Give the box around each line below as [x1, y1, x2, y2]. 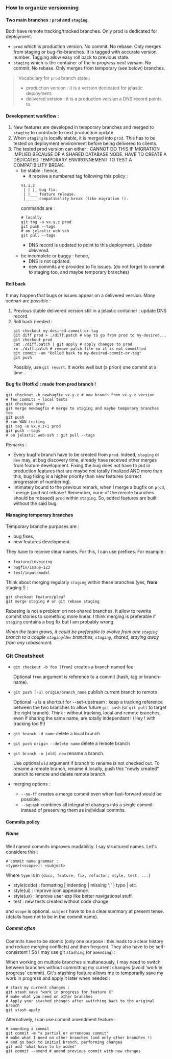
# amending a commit [6, 1026, 50, 1031]
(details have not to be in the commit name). [6, 913, 99, 920]
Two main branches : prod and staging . [6, 17, 89, 23]
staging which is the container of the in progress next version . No [13, 60, 152, 66]
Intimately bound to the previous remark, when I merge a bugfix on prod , [13, 484, 165, 490]
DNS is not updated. [28, 258, 71, 264]
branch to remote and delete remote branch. [13, 771, 107, 777]
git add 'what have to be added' [6, 1044, 77, 1049]
